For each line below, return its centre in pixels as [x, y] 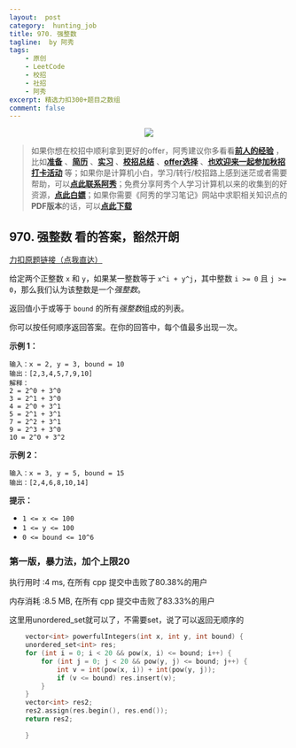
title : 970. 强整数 [43, 34]
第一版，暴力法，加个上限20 [70, 561]
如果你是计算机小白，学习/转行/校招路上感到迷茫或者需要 [183, 173]
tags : [19, 50]
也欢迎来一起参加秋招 [247, 162]
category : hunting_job [53, 26]
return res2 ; [49, 719]
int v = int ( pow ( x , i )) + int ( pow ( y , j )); [136, 669]
